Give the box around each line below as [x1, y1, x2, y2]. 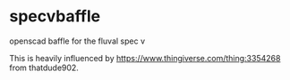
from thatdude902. [9, 62, 79, 73]
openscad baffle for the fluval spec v [9, 36, 146, 46]
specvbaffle [9, 6, 101, 27]
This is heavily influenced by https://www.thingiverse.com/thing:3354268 [9, 52, 281, 63]
